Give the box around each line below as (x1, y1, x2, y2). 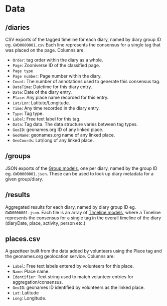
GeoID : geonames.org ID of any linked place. (12, 127, 104, 133)
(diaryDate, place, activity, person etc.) (5, 220, 86, 226)
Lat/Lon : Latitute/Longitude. (12, 100, 70, 106)
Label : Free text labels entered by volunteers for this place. (12, 263, 134, 269)
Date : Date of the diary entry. (12, 89, 72, 95)
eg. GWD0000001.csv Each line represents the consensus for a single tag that (5, 42, 161, 48)
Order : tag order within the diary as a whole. (12, 57, 104, 63)
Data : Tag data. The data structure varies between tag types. (12, 121, 138, 127)
